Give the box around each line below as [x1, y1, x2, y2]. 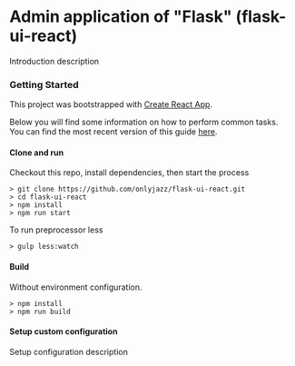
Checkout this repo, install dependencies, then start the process [9, 167, 250, 178]
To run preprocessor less [9, 224, 103, 235]
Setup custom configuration [9, 326, 118, 337]
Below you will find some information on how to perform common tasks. [9, 116, 279, 128]
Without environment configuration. [9, 282, 143, 292]
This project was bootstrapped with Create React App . [9, 99, 213, 110]
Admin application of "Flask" [9, 6, 232, 27]
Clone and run [9, 147, 64, 158]
